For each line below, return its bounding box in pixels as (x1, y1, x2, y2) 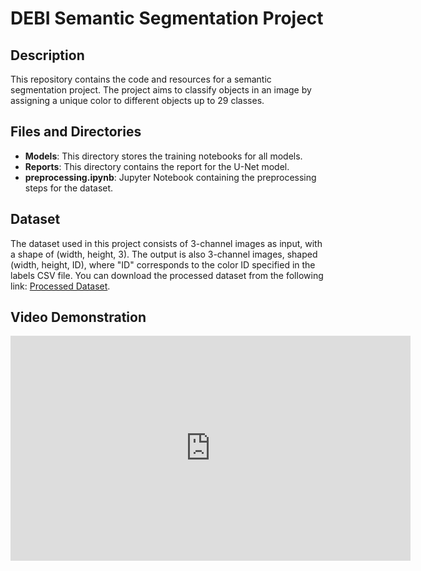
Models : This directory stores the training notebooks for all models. (24, 150, 303, 162)
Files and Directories (10, 123, 142, 141)
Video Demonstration (10, 309, 147, 326)
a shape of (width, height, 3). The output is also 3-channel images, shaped (10, 248, 318, 260)
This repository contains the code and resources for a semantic (10, 73, 272, 85)
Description (10, 47, 85, 64)
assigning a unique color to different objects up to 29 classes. (10, 95, 265, 106)
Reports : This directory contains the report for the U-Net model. (24, 160, 290, 172)
